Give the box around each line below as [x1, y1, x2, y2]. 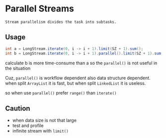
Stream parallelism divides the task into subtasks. [5, 19, 117, 24]
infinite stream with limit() [12, 128, 69, 134]
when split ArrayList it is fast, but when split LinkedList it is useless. [5, 80, 146, 86]
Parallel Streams [5, 3, 75, 14]
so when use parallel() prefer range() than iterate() [5, 90, 117, 96]
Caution [5, 104, 31, 113]
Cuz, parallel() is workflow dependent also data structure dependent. [5, 75, 151, 81]
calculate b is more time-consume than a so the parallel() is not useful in [5, 60, 158, 66]
